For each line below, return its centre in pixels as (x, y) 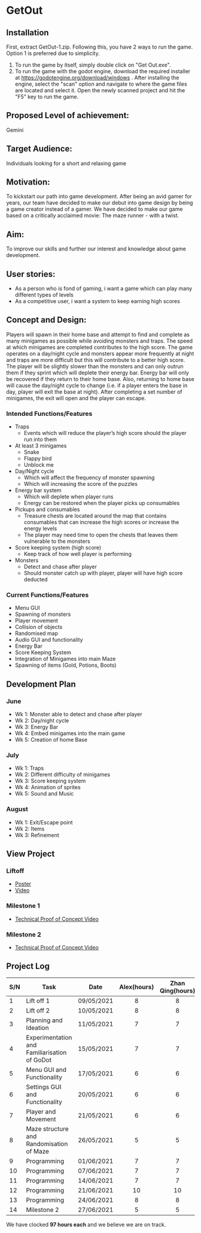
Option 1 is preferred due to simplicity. (53, 53)
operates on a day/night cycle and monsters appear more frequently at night (100, 353)
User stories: (31, 274)
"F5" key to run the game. (47, 97)
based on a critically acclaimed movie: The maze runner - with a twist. (93, 216)
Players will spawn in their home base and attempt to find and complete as (98, 334)
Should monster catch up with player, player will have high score (103, 573)
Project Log (28, 966)
